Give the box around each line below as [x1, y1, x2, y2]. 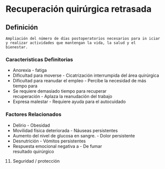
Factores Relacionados [5, 111, 62, 118]
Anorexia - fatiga [12, 68, 47, 73]
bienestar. [5, 45, 28, 50]
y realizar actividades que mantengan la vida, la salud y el [5, 40, 136, 45]
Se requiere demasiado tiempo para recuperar [12, 88, 107, 94]
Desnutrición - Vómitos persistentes [12, 138, 86, 144]
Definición [5, 23, 38, 32]
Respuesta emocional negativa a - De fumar [12, 143, 102, 149]
